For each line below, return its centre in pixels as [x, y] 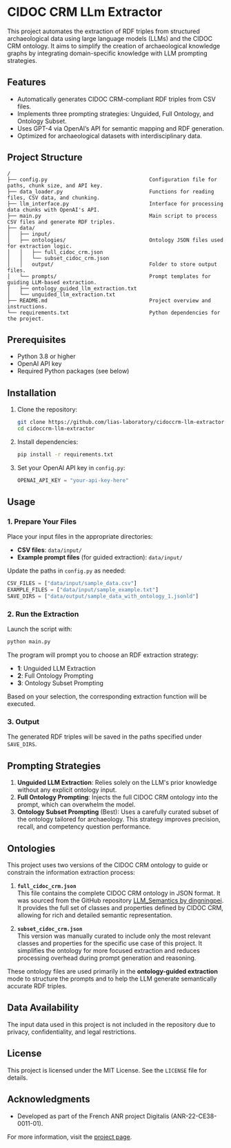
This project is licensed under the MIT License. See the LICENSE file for [107, 1070]
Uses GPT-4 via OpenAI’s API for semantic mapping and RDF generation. [120, 128]
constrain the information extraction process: [71, 873]
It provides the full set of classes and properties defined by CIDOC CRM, [120, 908]
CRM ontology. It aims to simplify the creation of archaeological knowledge [114, 46]
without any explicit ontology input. [67, 790]
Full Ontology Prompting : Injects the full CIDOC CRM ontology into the [118, 797]
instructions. [28, 306]
